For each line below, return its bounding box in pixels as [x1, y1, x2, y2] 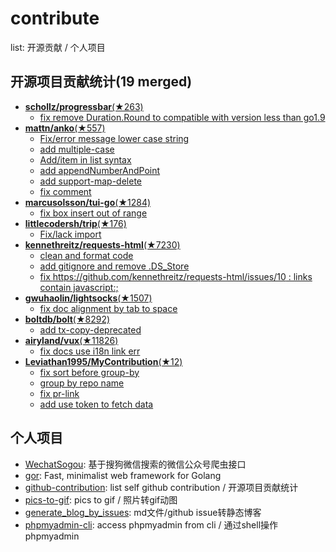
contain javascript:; [39, 281, 119, 293]
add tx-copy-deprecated [39, 323, 142, 336]
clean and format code [39, 249, 134, 261]
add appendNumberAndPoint [39, 164, 161, 176]
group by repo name [39, 377, 125, 389]
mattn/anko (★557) [24, 122, 106, 134]
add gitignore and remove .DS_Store [39, 260, 190, 272]
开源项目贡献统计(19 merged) [10, 73, 193, 91]
